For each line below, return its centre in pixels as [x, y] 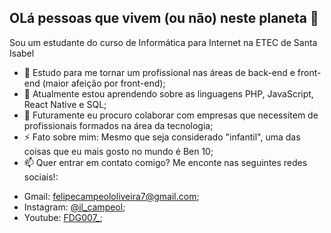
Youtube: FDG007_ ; [63, 217]
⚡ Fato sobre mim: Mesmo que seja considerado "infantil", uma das [162, 137]
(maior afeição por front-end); [104, 83]
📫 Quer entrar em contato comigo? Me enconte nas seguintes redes [165, 162]
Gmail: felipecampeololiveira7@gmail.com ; [111, 196]
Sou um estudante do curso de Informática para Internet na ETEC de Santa [163, 42]
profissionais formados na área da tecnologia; [118, 125]
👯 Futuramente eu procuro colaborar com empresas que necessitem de [171, 115]
